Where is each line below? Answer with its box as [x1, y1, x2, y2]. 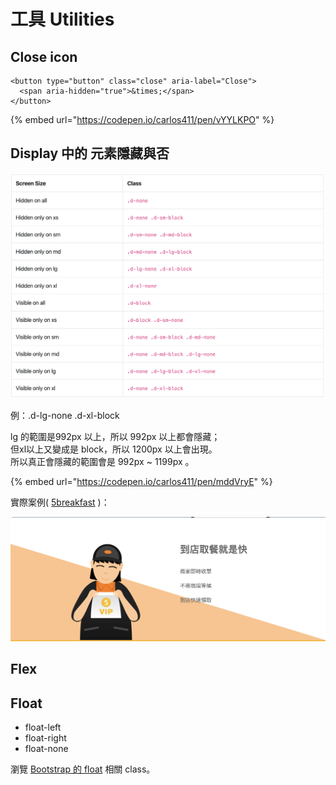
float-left [24, 721, 62, 734]
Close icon [10, 48, 78, 65]
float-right [24, 732, 67, 744]
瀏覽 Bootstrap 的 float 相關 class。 [10, 763, 156, 775]
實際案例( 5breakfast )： [10, 496, 110, 508]
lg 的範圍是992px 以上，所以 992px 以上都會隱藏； [10, 430, 221, 442]
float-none [24, 743, 69, 755]
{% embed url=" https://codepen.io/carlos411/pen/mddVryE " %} [10, 475, 273, 487]
